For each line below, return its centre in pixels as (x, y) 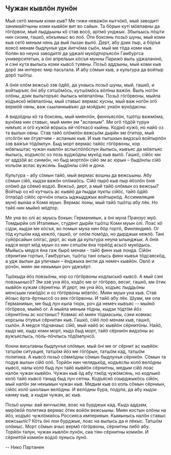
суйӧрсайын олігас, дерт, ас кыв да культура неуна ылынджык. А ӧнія (82, 239)
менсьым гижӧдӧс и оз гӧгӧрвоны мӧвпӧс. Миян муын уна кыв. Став (81, 293)
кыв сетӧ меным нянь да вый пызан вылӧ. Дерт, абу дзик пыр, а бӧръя (83, 42)
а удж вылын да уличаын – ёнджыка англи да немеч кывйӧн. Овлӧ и (80, 261)
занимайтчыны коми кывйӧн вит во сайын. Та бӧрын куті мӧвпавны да (82, 26)
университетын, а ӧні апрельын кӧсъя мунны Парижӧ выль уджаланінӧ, (84, 59)
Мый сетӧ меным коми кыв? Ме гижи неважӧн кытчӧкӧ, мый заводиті (82, 20)
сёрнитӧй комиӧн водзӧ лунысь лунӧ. (46, 437)
